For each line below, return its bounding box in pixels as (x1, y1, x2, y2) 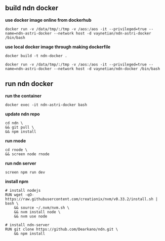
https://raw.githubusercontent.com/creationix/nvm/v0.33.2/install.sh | (5, 197, 158, 202)
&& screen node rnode (5, 151, 50, 157)
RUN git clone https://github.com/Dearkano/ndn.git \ (5, 227, 119, 232)
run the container (5, 93, 42, 99)
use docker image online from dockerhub (5, 17, 92, 23)
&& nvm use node (14, 214, 48, 219)
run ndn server (5, 160, 37, 166)
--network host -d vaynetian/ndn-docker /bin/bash (53, 66, 161, 71)
